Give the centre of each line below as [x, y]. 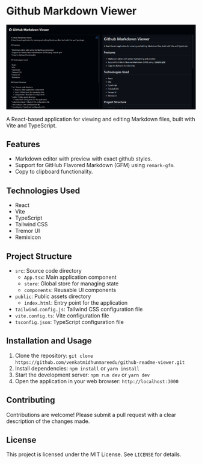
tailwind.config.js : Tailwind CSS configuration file [79, 310]
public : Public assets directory [53, 296]
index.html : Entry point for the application [76, 303]
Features [23, 144]
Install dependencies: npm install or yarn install [77, 368]
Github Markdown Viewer [72, 11]
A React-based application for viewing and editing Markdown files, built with [101, 119]
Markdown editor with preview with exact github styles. [83, 159]
